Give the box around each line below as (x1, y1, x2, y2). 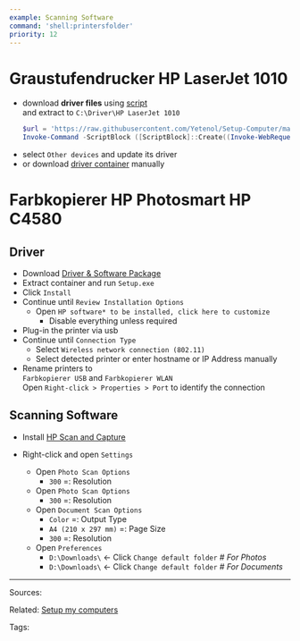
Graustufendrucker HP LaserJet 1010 (9, 68, 288, 89)
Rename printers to (21, 363, 93, 374)
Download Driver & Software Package (21, 268, 162, 279)
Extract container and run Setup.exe (21, 278, 154, 289)
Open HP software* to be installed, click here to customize (35, 306, 271, 317)
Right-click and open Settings (21, 449, 134, 460)
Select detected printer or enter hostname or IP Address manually (35, 354, 278, 365)
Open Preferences (35, 542, 103, 552)
